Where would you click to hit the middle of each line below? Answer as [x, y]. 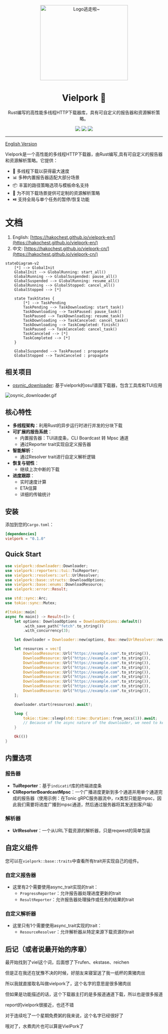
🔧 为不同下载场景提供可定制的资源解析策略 [56, 193]
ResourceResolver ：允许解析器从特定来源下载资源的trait [77, 932]
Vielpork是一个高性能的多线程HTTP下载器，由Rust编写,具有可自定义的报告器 [84, 154]
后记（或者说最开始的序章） [48, 949]
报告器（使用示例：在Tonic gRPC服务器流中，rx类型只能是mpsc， [89, 798]
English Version [21, 143]
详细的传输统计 [35, 494]
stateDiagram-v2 [22, 263]
